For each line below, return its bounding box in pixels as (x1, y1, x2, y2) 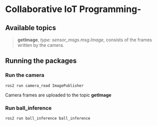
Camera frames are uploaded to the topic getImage (5, 92, 111, 98)
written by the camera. (17, 42, 64, 48)
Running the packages (5, 57, 77, 65)
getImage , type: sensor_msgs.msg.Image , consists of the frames (17, 37, 152, 43)
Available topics (5, 24, 56, 32)
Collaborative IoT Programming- (5, 4, 141, 15)
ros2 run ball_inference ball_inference (5, 115, 91, 121)
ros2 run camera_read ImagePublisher (5, 83, 84, 88)
